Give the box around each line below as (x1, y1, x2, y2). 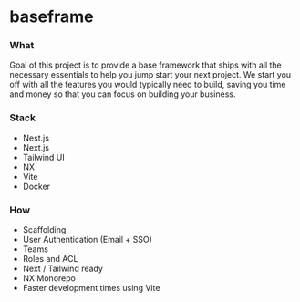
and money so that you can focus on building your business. (9, 89, 236, 99)
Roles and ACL (22, 254, 78, 265)
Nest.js (22, 132, 50, 143)
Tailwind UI (22, 151, 66, 162)
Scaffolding (22, 224, 67, 235)
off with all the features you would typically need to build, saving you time (9, 79, 286, 90)
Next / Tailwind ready (22, 263, 103, 275)
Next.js (22, 141, 50, 152)
